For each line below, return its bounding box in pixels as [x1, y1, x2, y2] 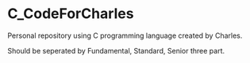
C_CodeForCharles [7, 5, 134, 23]
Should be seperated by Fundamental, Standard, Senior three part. [7, 46, 225, 55]
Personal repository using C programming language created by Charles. [7, 31, 243, 40]
